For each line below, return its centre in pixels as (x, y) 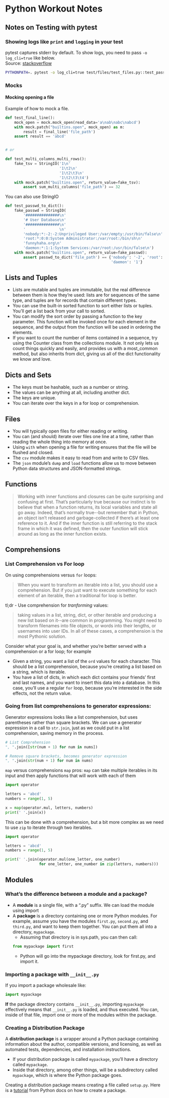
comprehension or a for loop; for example (48, 651)
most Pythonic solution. (42, 636)
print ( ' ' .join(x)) (26, 812)
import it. (29, 961)
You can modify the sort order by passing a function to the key (77, 316)
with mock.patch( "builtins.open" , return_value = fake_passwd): (81, 252)
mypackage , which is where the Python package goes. (67, 1075)
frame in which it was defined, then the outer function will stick (83, 528)
